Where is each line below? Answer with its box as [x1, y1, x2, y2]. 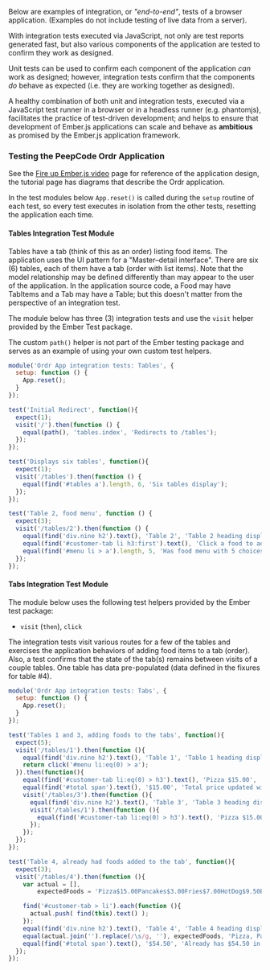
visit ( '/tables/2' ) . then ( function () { [15, 524, 149, 533]
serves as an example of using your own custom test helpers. [8, 346, 212, 356]
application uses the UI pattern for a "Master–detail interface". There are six [8, 255, 259, 265]
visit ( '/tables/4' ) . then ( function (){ [15, 873, 146, 881]
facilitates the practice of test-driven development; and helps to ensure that [8, 113, 259, 123]
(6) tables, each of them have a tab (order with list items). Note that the [8, 263, 243, 273]
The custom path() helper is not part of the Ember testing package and [8, 337, 244, 347]
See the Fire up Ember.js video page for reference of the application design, [8, 169, 260, 179]
